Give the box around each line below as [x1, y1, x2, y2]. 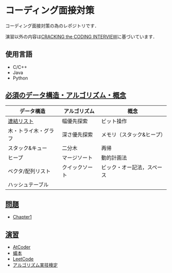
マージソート [62, 154, 93, 161]
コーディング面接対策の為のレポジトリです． [5, 23, 99, 29]
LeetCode [12, 256, 34, 262]
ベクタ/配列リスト [8, 167, 51, 174]
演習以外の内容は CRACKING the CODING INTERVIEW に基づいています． [5, 33, 158, 40]
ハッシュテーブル [8, 181, 49, 188]
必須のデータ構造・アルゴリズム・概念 [5, 91, 126, 100]
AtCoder [12, 244, 31, 250]
